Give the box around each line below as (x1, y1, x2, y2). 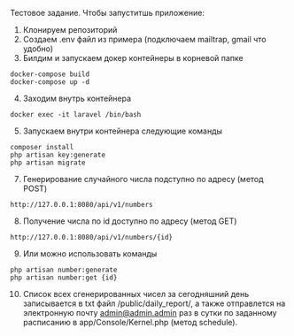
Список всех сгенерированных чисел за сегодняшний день (22, 289, 250, 299)
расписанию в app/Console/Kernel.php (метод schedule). (22, 317, 238, 327)
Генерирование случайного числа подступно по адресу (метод (22, 174, 264, 184)
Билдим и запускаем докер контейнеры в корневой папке (22, 53, 244, 63)
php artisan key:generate (10, 150, 105, 159)
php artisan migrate (10, 158, 87, 167)
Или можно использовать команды (22, 248, 158, 259)
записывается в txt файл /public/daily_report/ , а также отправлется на (22, 298, 286, 309)
